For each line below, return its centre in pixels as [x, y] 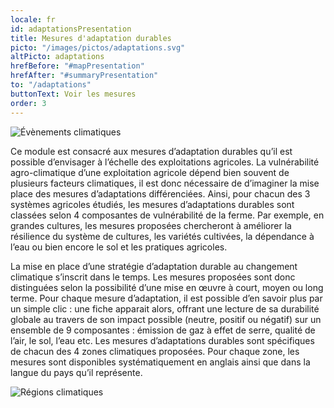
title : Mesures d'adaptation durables [91, 38]
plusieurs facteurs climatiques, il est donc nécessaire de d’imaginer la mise [165, 183]
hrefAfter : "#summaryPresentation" [84, 76]
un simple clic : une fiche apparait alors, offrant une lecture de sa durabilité [165, 308]
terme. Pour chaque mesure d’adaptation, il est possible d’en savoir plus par [166, 298]
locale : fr [33, 19]
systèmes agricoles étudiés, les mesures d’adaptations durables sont [152, 204]
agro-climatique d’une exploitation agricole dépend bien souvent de [150, 172]
